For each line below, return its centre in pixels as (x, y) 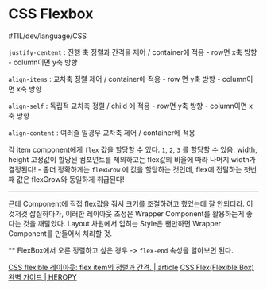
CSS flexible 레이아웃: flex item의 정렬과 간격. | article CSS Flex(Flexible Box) (131, 267)
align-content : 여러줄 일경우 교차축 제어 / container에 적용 (102, 133)
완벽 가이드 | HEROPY (43, 277)
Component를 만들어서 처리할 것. (60, 233)
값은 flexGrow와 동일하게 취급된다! (70, 179)
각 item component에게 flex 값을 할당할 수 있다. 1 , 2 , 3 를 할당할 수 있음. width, (133, 149)
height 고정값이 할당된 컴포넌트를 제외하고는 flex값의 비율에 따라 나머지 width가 (132, 159)
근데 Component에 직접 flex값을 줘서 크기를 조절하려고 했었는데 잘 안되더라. (126, 203)
